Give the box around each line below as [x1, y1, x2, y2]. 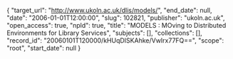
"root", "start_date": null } [6, 44, 81, 52]
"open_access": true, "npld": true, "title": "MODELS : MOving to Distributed [6, 21, 227, 29]
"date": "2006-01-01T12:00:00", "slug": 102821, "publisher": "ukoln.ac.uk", [6, 14, 225, 22]
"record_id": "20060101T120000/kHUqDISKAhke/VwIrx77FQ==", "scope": [6, 36, 224, 45]
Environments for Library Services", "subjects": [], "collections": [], [6, 28, 202, 37]
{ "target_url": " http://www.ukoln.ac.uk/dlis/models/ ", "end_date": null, [6, 6, 212, 14]
